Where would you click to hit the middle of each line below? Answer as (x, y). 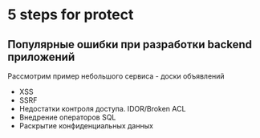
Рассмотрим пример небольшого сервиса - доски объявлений (116, 76)
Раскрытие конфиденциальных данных (86, 126)
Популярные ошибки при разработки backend (130, 45)
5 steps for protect (71, 15)
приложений (41, 57)
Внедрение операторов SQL (67, 117)
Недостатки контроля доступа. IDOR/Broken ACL (102, 109)
